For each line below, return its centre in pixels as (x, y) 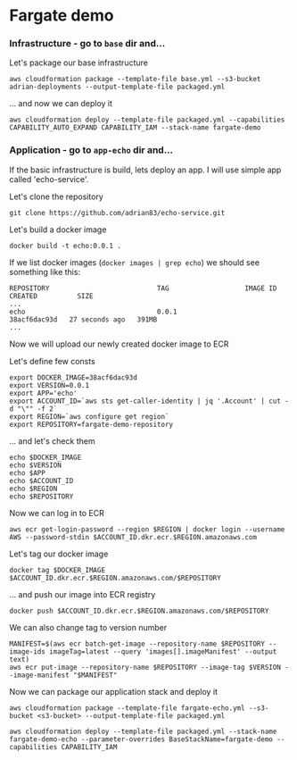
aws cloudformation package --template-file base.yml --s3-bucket (135, 79)
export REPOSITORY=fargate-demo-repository (91, 424)
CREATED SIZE (51, 296)
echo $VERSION (36, 465)
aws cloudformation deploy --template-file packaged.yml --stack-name (143, 731)
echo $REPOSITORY (41, 497)
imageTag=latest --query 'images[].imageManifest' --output (163, 651)
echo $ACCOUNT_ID (41, 480)
